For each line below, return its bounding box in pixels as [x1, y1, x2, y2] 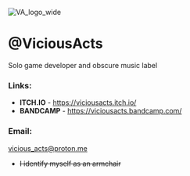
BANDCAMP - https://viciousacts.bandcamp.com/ [19, 106, 182, 116]
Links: [8, 80, 32, 91]
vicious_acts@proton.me [8, 143, 88, 153]
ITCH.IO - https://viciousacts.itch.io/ [19, 98, 137, 107]
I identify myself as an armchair [19, 159, 121, 168]
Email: [8, 126, 33, 137]
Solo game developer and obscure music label [8, 60, 158, 70]
